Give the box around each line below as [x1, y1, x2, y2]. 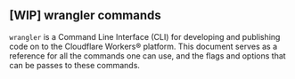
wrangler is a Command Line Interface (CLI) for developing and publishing [9, 31, 281, 42]
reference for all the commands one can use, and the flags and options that [9, 50, 287, 61]
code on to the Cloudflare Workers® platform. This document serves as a [9, 41, 278, 51]
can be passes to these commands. [9, 59, 141, 70]
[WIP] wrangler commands [9, 8, 162, 23]
